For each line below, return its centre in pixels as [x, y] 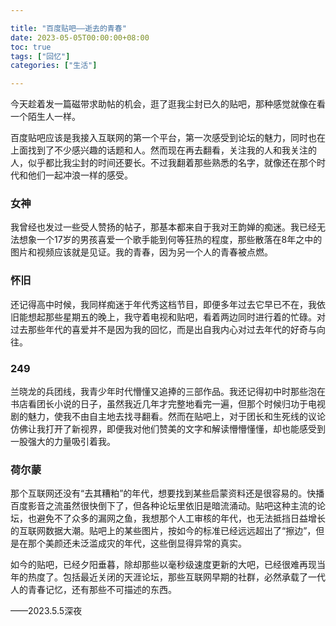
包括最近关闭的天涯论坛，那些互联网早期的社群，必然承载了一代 [194, 577]
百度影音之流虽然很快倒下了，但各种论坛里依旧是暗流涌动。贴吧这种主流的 [163, 506]
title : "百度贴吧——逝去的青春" [68, 28]
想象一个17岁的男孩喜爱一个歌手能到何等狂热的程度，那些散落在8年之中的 [170, 240]
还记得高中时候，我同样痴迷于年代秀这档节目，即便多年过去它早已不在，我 [163, 304]
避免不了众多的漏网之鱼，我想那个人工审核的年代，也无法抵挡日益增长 [181, 518]
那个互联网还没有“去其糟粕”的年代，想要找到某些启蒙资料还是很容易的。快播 [167, 493]
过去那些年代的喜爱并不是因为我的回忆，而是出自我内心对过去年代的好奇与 [163, 329]
